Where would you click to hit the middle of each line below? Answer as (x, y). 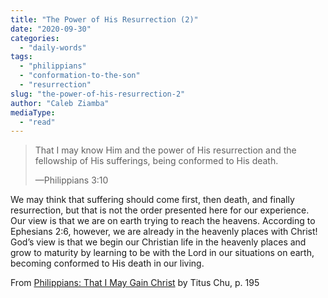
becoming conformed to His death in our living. (107, 263)
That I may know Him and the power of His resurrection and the (165, 150)
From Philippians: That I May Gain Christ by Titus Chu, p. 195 (135, 283)
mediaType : (33, 112)
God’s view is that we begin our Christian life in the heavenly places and (158, 242)
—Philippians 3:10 (71, 180)
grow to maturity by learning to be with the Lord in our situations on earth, (162, 253)
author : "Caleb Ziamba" (60, 103)
